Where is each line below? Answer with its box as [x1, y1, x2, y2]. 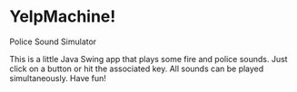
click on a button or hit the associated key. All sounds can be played [9, 63, 264, 74]
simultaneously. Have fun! [9, 72, 107, 83]
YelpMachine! [9, 6, 116, 27]
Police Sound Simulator [9, 36, 97, 47]
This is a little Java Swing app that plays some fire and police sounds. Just [9, 53, 288, 64]
